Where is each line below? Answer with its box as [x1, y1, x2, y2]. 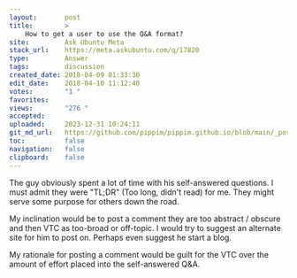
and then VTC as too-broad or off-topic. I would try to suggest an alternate [9, 222, 281, 233]
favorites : [9, 95, 49, 104]
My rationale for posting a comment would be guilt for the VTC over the [9, 249, 270, 259]
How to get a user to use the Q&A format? [25, 29, 184, 38]
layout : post [9, 12, 81, 22]
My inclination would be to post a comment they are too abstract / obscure [9, 213, 281, 224]
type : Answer [9, 54, 89, 63]
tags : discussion [9, 63, 104, 72]
